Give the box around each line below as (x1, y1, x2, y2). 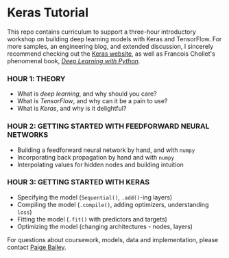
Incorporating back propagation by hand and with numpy (16, 153, 175, 161)
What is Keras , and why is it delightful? (16, 105, 127, 113)
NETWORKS (7, 130, 49, 140)
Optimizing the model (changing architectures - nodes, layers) (16, 222, 193, 230)
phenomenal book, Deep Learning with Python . (7, 56, 141, 65)
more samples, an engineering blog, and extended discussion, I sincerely (7, 42, 214, 50)
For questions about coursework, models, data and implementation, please (7, 235, 219, 244)
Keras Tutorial (7, 5, 89, 21)
